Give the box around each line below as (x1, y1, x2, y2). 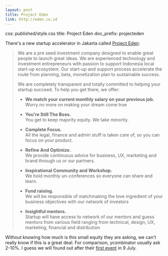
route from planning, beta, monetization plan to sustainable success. (17, 72, 160, 78)
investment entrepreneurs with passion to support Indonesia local (17, 61, 154, 67)
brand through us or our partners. (25, 158, 95, 164)
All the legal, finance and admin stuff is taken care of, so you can (25, 132, 160, 138)
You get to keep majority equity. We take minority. (25, 117, 129, 123)
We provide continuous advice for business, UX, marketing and (25, 152, 157, 159)
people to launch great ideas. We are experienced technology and (17, 55, 155, 61)
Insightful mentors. (25, 209, 67, 215)
